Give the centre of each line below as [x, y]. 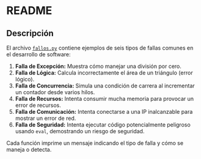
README [29, 11]
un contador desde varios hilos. [55, 92]
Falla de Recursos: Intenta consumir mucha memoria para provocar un [104, 99]
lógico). [25, 79]
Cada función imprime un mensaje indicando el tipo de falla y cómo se [95, 143]
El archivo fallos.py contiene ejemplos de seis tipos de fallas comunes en [100, 48]
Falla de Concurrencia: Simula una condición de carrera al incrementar [105, 86]
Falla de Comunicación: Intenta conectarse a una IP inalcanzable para [104, 112]
